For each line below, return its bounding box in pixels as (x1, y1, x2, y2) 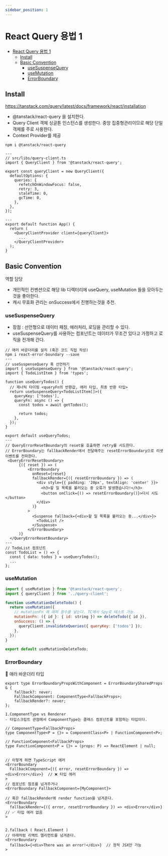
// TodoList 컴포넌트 (5, 546, 46, 551)
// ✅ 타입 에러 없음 (5, 810, 43, 815)
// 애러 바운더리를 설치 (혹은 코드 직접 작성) (5, 348, 89, 353)
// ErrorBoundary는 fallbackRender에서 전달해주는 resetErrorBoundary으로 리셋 (5, 449, 163, 454)
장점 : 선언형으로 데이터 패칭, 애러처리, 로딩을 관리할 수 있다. (12, 324, 130, 330)
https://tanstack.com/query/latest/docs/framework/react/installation (5, 103, 146, 109)
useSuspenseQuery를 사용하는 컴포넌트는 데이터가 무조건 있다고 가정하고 (12, 330, 158, 336)
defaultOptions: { (10, 173, 49, 179)
